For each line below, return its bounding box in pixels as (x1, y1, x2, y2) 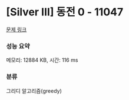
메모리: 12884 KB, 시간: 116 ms (6, 56, 78, 64)
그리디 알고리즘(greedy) (6, 87, 62, 94)
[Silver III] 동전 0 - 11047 (6, 5, 124, 19)
